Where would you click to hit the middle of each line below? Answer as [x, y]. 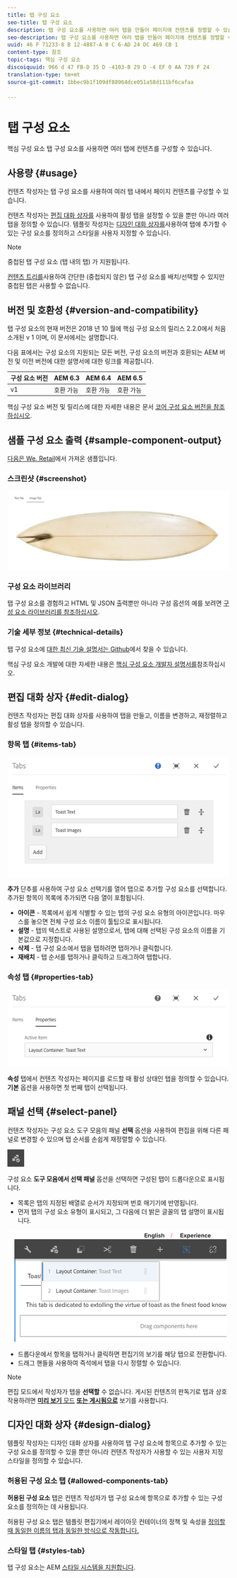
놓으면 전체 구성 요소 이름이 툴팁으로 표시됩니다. [97, 921]
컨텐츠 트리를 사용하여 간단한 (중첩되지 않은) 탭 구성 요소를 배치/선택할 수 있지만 [116, 277]
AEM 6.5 [130, 378]
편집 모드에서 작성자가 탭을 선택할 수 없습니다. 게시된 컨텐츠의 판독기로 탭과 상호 [117, 1391]
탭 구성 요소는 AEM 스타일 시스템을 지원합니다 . [72, 1567]
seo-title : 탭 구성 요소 [40, 22]
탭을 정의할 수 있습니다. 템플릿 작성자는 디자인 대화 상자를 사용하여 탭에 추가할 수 [117, 224]
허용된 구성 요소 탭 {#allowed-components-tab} [88, 1481]
